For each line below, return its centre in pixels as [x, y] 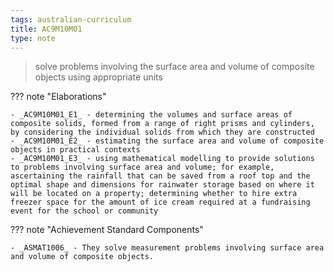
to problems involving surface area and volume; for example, [142, 167]
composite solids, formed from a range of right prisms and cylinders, [162, 124]
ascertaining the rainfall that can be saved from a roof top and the [160, 176]
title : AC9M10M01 [46, 29]
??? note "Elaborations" [58, 97]
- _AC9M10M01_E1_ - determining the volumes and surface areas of [151, 115]
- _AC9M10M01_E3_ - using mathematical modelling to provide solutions [162, 159]
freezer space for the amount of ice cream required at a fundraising [160, 202]
